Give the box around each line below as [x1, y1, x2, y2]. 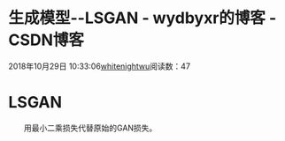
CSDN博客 [8, 30, 85, 50]
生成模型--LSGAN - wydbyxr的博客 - [8, 8, 277, 28]
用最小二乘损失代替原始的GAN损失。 [24, 122, 158, 133]
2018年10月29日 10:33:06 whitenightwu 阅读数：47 [8, 61, 191, 71]
